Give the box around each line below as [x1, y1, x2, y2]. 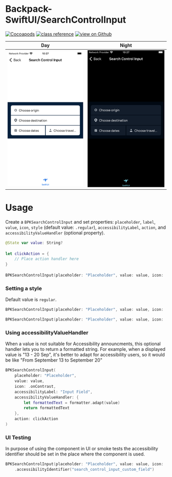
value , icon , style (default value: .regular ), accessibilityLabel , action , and [5, 224, 166, 230]
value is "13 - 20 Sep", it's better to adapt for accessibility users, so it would [5, 352, 165, 358]
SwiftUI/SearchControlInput [5, 14, 126, 26]
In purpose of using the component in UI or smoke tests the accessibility [5, 446, 159, 452]
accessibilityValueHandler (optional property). [5, 229, 105, 236]
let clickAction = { [5, 251, 50, 256]
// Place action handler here [14, 256, 79, 262]
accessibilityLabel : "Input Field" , [14, 389, 93, 394]
